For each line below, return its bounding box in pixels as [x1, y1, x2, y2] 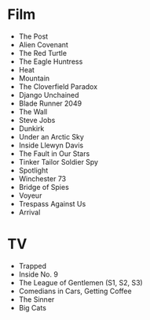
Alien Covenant [18, 39, 68, 49]
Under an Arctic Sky [18, 132, 84, 141]
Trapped [18, 261, 47, 270]
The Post [18, 32, 49, 41]
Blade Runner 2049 [18, 99, 82, 108]
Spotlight [18, 166, 49, 175]
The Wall [18, 106, 48, 116]
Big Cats [18, 303, 46, 312]
